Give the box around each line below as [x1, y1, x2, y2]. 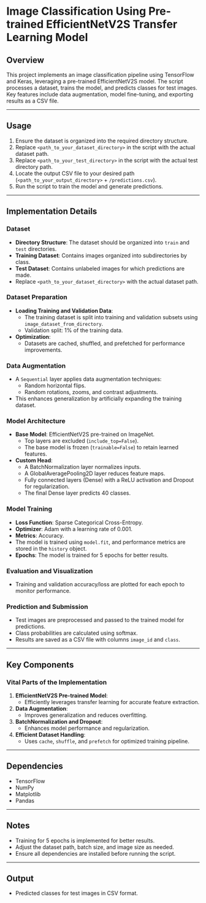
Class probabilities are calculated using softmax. [15, 629, 138, 637]
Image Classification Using [6, 4, 147, 18]
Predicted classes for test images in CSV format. [15, 889, 138, 897]
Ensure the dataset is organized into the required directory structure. [15, 137, 189, 144]
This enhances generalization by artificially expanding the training [15, 395, 182, 403]
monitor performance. [15, 587, 71, 594]
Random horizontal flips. [24, 382, 86, 389]
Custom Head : [15, 457, 53, 464]
